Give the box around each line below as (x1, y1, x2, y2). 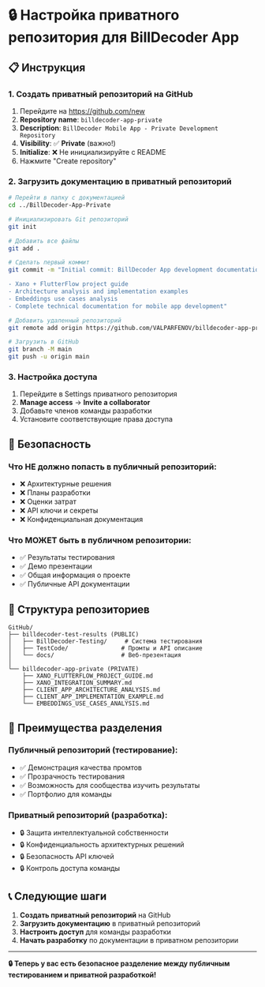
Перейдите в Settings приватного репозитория (19, 389, 177, 399)
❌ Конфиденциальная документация (19, 515, 144, 524)
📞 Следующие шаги (8, 889, 107, 903)
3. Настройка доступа (8, 371, 98, 382)
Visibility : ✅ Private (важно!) (19, 138, 116, 148)
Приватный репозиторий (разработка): (8, 809, 168, 820)
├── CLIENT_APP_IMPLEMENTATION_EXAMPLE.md (22, 692, 164, 701)
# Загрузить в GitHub (8, 338, 80, 346)
